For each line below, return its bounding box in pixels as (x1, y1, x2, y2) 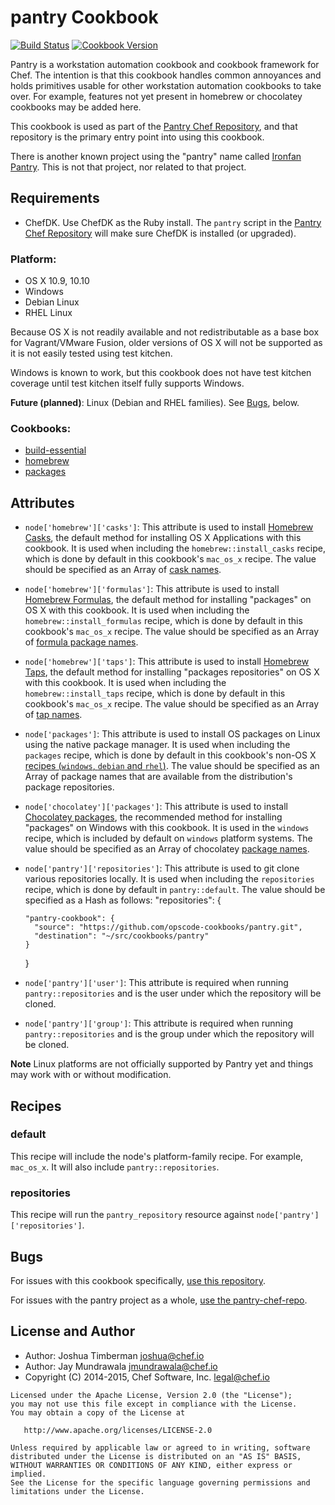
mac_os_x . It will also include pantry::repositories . (10, 1161, 220, 1173)
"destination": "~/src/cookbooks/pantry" (34, 931, 210, 941)
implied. (10, 1469, 47, 1479)
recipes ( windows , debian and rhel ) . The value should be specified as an (24, 760, 320, 772)
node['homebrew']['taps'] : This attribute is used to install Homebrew (24, 656, 310, 668)
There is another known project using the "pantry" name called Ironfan (10, 150, 302, 162)
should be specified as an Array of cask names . (24, 564, 222, 576)
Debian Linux (24, 296, 80, 308)
